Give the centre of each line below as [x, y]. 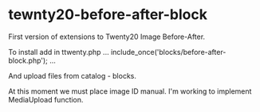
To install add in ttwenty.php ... [59, 52]
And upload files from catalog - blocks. [73, 75]
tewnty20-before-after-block [108, 15]
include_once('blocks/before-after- [168, 52]
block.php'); [28, 60]
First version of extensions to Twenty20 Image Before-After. [107, 37]
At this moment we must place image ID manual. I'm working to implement [130, 91]
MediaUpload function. [46, 99]
